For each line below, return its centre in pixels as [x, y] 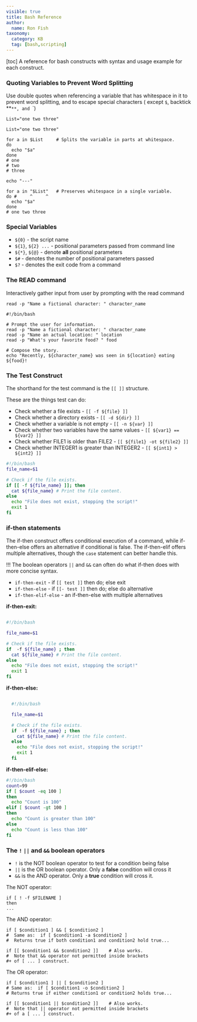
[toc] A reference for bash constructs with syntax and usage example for [94, 61]
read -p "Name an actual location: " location [64, 335]
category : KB [27, 39]
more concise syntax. [32, 571]
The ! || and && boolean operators [56, 850]
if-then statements [34, 528]
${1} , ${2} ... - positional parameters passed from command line [95, 246]
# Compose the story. [33, 350]
